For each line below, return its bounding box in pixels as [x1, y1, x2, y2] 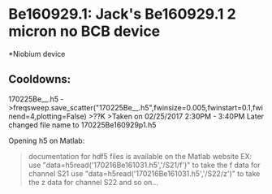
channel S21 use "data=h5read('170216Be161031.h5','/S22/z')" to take [28, 168, 261, 179]
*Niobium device [8, 49, 66, 58]
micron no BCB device [8, 22, 161, 41]
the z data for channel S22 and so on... [28, 177, 158, 187]
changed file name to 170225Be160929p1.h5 [8, 119, 157, 130]
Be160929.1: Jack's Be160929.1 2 [8, 5, 237, 24]
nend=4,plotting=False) [8, 111, 87, 121]
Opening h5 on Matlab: [8, 136, 85, 145]
